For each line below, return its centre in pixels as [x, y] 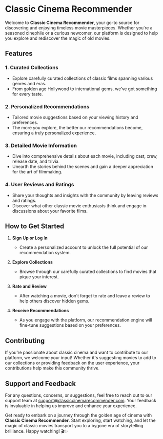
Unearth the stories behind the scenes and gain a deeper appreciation [83, 167]
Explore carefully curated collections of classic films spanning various [82, 78]
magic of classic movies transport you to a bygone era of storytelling [74, 425]
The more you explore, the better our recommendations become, [77, 127]
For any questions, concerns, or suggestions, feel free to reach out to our [79, 395]
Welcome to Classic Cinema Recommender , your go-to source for [72, 23]
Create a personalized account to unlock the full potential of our [83, 247]
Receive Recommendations [41, 311]
